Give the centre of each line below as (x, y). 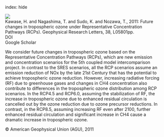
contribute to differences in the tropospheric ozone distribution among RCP (81, 88)
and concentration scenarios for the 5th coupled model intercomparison (78, 62)
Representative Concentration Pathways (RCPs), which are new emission (79, 57)
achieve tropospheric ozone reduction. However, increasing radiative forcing (82, 78)
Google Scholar (21, 42)
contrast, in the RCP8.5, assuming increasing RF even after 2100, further (78, 109)
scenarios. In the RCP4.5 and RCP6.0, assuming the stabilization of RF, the (80, 94)
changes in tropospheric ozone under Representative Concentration (74, 27)
